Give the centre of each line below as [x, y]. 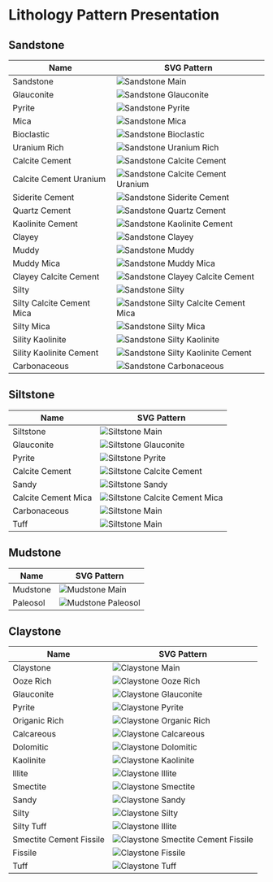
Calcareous [35, 734]
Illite [20, 774]
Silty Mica [31, 326]
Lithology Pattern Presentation [114, 15]
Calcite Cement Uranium [59, 179]
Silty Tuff [30, 827]
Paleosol [29, 602]
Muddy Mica [37, 263]
